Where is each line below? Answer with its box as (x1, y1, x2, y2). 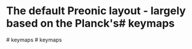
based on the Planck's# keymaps (6, 17, 175, 30)
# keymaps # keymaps (6, 36, 62, 43)
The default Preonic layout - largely (6, 4, 186, 18)
